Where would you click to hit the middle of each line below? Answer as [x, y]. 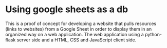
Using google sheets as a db [67, 9]
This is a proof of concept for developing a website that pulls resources [81, 23]
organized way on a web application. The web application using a [75, 34]
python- [153, 34]
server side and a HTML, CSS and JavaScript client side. [77, 40]
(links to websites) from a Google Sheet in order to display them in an [79, 29]
